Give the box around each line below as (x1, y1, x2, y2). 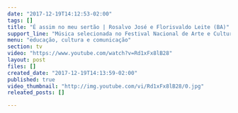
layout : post (7, 56, 46, 64)
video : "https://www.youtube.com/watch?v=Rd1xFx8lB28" (7, 50, 173, 57)
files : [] (7, 63, 37, 70)
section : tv (7, 43, 42, 50)
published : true (7, 76, 55, 83)
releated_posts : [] (7, 89, 65, 96)
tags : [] (7, 17, 33, 24)
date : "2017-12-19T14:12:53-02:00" (7, 10, 113, 18)
